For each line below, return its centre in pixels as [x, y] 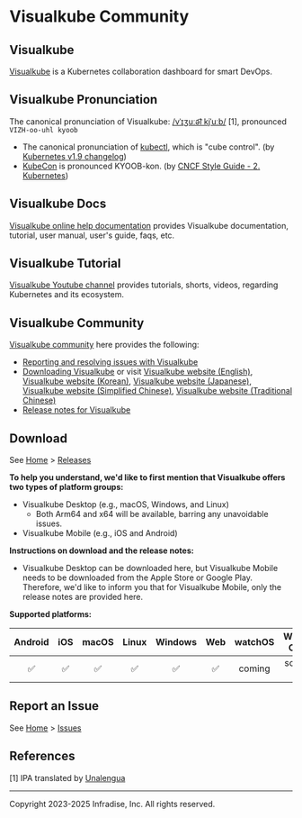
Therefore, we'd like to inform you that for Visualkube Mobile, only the [151, 587]
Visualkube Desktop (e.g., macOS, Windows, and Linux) [125, 504]
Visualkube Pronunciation [84, 100]
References [42, 756]
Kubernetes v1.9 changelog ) [75, 156]
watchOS [254, 642]
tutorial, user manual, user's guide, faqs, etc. [92, 235]
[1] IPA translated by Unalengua [67, 777]
